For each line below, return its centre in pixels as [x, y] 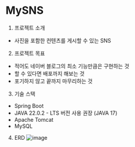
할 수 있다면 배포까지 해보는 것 [49, 73]
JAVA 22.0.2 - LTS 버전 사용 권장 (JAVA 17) [66, 113]
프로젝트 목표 [30, 53]
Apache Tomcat [34, 119]
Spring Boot [29, 106]
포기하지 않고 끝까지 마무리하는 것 [53, 81]
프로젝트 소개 [30, 28]
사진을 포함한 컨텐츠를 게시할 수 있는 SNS [63, 40]
